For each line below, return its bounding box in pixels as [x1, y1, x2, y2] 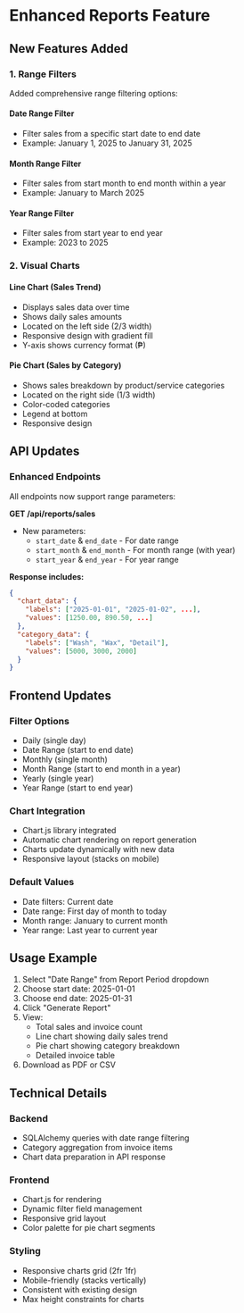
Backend [9, 1112, 49, 1125]
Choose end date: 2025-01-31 [21, 993, 133, 1004]
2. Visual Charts [9, 260, 80, 272]
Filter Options [9, 715, 69, 727]
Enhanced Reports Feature [9, 5, 211, 26]
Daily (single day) [21, 734, 86, 746]
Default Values [9, 876, 75, 889]
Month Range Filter [9, 158, 82, 169]
